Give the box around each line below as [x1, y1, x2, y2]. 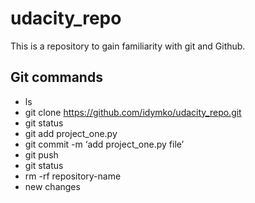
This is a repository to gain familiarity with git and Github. [10, 40, 246, 52]
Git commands [10, 69, 103, 86]
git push [24, 148, 59, 161]
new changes [24, 180, 81, 192]
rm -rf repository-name [24, 170, 122, 182]
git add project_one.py [24, 127, 118, 139]
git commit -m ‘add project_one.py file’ [24, 138, 185, 150]
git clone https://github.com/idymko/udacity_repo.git [24, 106, 242, 118]
